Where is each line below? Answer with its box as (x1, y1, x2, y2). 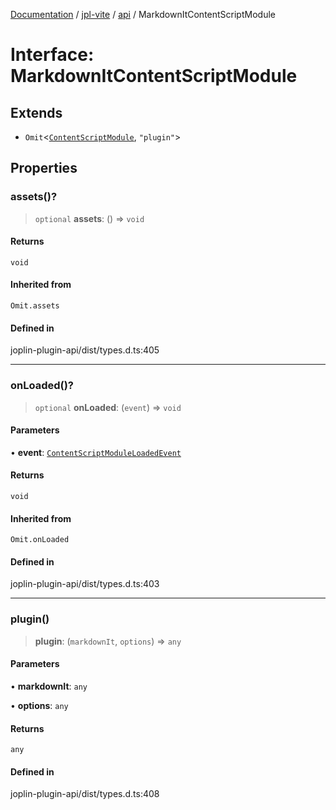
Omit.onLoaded (10, 535, 70, 545)
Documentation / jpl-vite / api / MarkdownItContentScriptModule (10, 9, 276, 20)
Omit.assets (10, 301, 60, 311)
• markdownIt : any (10, 680, 88, 692)
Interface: (10, 44, 95, 66)
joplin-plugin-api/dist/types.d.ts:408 (10, 788, 160, 800)
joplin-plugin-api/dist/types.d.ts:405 (10, 344, 160, 356)
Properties (10, 160, 78, 177)
